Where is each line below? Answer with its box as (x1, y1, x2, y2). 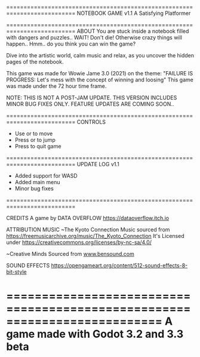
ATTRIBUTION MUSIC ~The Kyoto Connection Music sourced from (6, 226, 170, 233)
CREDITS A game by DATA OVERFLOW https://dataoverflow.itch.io (6, 215, 169, 221)
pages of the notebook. (6, 58, 64, 65)
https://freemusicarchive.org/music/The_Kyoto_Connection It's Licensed (6, 233, 184, 239)
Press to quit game (14, 143, 61, 149)
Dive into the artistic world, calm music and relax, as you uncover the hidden (6, 52, 195, 59)
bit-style (6, 268, 27, 275)
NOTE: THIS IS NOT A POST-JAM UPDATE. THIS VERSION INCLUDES (6, 94, 177, 101)
